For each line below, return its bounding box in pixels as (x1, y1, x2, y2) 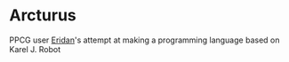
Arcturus (9, 5, 77, 26)
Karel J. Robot (9, 43, 61, 54)
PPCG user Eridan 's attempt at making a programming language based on (9, 35, 280, 45)
